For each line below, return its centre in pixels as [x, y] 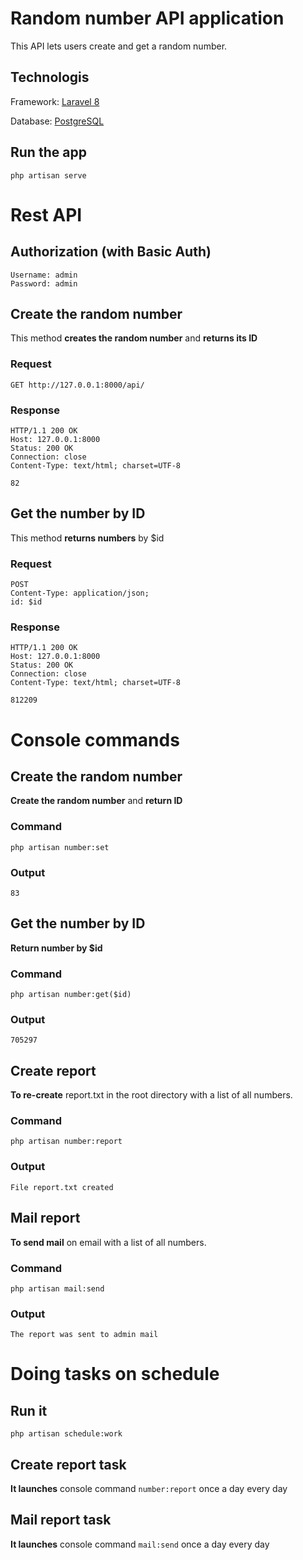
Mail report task [61, 1520]
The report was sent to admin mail [84, 1335]
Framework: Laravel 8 [55, 101]
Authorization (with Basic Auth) [111, 252]
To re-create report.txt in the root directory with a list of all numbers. [151, 1095]
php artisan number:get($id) [71, 995]
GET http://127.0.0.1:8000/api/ [77, 385]
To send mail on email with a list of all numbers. [108, 1242]
